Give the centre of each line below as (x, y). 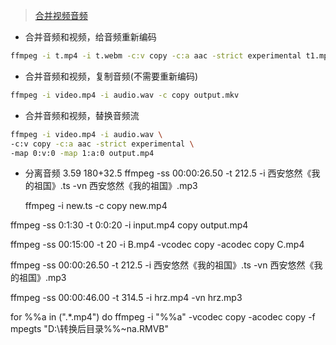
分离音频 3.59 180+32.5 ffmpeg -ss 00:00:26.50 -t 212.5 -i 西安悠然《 (168, 173)
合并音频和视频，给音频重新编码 (90, 37)
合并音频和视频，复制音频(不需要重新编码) (111, 76)
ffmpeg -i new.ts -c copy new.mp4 (96, 206)
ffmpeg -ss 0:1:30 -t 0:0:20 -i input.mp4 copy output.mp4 (129, 225)
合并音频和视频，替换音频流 (82, 115)
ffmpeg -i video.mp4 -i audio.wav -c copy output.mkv (125, 95)
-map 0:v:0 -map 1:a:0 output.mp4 (82, 153)
